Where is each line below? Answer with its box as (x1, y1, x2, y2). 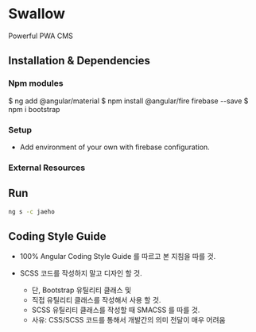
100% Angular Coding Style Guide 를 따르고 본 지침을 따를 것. (19, 252, 216, 261)
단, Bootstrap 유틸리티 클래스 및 (31, 285, 132, 295)
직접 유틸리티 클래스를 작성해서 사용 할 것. (31, 295, 161, 305)
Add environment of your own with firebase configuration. (19, 142, 211, 152)
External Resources (8, 162, 86, 173)
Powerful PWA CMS (8, 31, 74, 41)
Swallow (8, 5, 66, 23)
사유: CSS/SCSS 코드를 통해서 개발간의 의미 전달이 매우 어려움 (31, 315, 226, 325)
